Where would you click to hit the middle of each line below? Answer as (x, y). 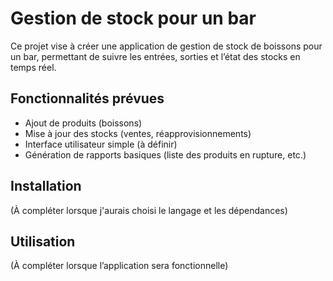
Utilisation (43, 241)
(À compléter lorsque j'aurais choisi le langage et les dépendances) (149, 210)
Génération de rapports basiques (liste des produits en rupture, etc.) (165, 154)
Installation (46, 186)
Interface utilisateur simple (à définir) (101, 144)
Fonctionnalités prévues (87, 98)
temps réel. (33, 67)
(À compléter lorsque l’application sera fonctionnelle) (119, 266)
